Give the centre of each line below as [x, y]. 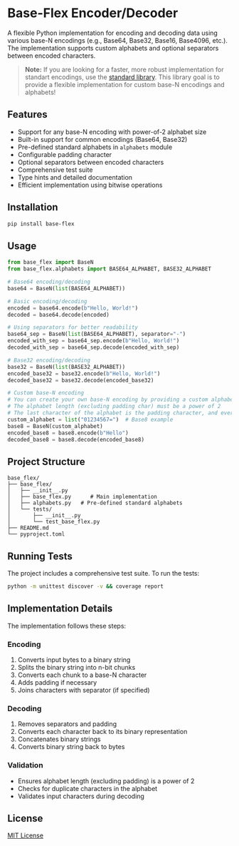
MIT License [26, 835]
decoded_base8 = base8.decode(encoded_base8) [76, 439]
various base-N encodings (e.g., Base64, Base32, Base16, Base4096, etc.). [117, 40]
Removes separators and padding [67, 724]
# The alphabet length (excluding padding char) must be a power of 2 [114, 407]
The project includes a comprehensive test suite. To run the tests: [103, 573]
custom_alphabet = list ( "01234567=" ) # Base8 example [90, 419]
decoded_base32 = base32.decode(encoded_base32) [81, 380]
